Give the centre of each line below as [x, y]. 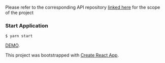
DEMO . [13, 45]
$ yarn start [19, 36]
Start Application [27, 26]
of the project [20, 13]
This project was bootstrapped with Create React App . [62, 55]
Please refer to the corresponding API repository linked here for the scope [83, 7]
